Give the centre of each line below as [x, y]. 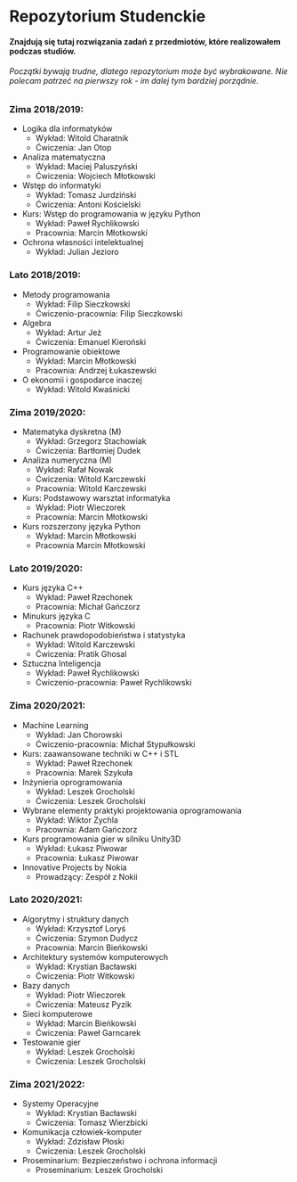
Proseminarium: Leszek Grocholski [99, 1170]
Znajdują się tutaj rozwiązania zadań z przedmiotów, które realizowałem [145, 41]
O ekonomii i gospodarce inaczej [82, 380]
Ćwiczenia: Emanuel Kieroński [91, 341]
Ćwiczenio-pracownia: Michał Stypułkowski [115, 744]
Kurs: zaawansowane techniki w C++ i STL [100, 753]
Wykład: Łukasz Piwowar [81, 848]
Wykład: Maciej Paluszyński [86, 167]
